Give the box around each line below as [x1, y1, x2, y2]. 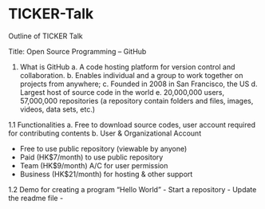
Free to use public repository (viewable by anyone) [19, 144, 188, 153]
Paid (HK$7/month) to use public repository [19, 152, 164, 162]
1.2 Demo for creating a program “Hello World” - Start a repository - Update [8, 184, 257, 194]
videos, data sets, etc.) [19, 104, 96, 114]
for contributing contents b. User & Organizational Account [8, 128, 202, 138]
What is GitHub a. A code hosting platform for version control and [19, 61, 235, 72]
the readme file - [8, 193, 64, 203]
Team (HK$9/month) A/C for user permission [19, 160, 168, 170]
